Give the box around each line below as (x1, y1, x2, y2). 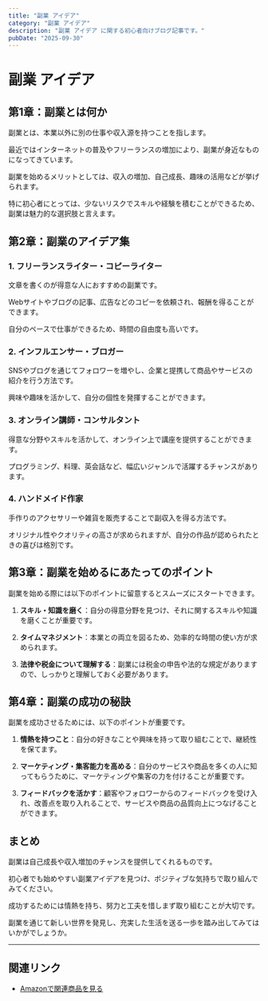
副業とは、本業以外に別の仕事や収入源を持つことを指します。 (8, 128, 211, 138)
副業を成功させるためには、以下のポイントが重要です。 (8, 717, 190, 728)
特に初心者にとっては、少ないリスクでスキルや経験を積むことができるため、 (8, 199, 259, 209)
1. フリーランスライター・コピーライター (8, 261, 163, 272)
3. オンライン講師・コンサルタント (8, 415, 141, 426)
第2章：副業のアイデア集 (8, 234, 130, 248)
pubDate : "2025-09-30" (8, 34, 84, 42)
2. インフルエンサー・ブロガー (8, 345, 124, 357)
